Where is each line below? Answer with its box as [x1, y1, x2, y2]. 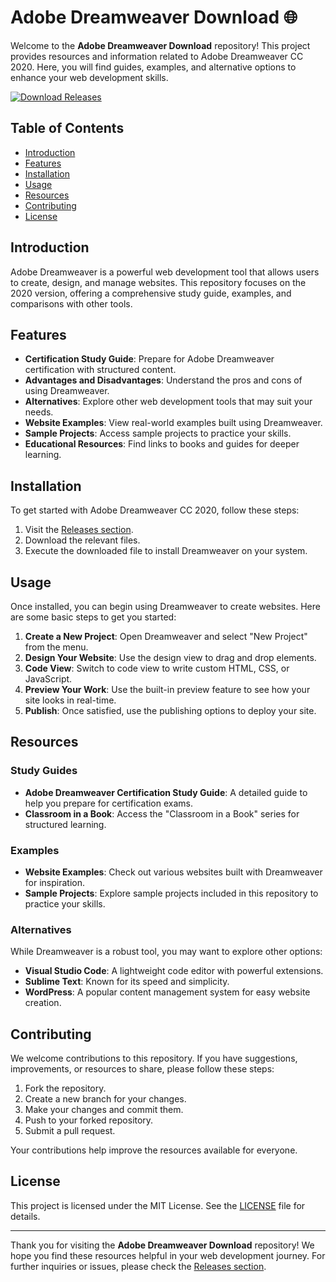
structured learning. [24, 818, 107, 830]
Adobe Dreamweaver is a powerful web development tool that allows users [10, 266, 320, 278]
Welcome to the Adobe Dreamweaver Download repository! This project [10, 39, 311, 51]
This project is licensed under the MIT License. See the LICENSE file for [10, 1199, 306, 1211]
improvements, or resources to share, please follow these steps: [10, 1063, 275, 1075]
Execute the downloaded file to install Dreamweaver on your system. [24, 545, 308, 557]
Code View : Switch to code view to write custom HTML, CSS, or [24, 662, 290, 674]
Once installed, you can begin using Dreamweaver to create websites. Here [10, 601, 321, 612]
